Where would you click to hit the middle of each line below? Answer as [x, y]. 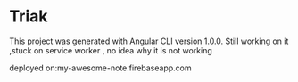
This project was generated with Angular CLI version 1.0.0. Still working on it [149, 41]
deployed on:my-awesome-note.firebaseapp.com [100, 68]
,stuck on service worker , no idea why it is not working [111, 50]
